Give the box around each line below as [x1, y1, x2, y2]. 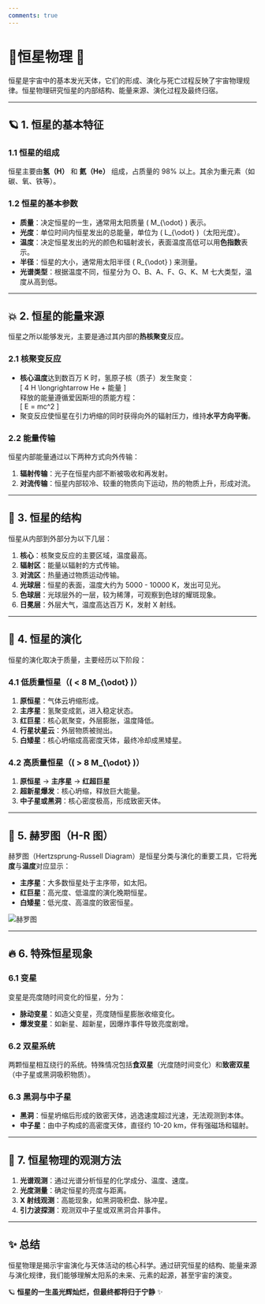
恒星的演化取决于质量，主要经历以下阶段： [8, 655, 147, 664]
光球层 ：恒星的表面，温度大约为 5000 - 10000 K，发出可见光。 [19, 580, 226, 589]
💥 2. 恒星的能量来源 [8, 309, 105, 323]
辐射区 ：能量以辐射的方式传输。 [19, 560, 124, 570]
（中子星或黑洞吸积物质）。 [8, 1070, 95, 1079]
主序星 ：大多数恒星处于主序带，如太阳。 [19, 877, 151, 887]
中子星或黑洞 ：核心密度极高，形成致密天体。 [19, 796, 166, 805]
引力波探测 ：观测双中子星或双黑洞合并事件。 [19, 1205, 166, 1215]
